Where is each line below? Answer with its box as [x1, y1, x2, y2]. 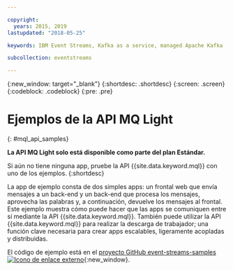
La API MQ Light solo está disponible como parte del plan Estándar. [7, 148, 206, 157]
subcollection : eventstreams [7, 54, 92, 61]
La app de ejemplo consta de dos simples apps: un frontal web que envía [7, 183, 218, 191]
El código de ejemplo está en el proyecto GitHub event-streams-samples [7, 248, 216, 257]
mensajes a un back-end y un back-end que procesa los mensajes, [7, 190, 200, 199]
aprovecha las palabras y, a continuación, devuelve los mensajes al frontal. [7, 197, 223, 206]
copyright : [7, 16, 39, 23]
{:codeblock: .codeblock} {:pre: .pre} [7, 87, 113, 96]
